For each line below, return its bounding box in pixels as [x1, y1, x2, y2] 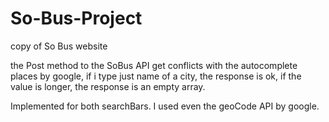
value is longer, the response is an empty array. [10, 80, 206, 92]
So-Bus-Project [10, 7, 143, 30]
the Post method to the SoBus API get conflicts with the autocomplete [10, 59, 298, 71]
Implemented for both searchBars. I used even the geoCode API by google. [10, 100, 320, 112]
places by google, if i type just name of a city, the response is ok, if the [10, 70, 302, 82]
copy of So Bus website [10, 40, 108, 52]
